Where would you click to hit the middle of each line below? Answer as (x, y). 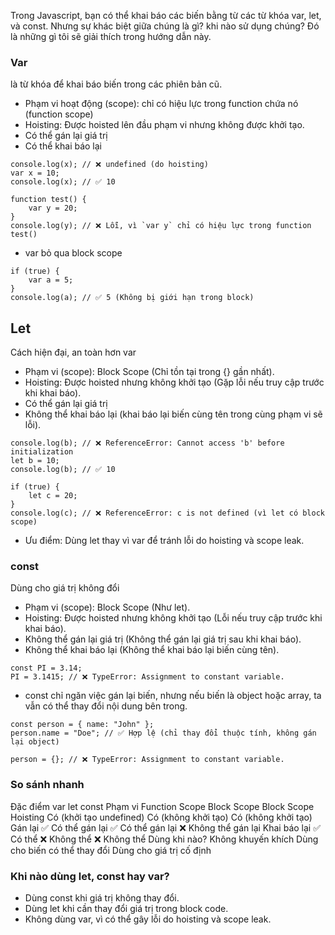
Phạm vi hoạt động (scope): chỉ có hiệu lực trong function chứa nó (161, 104)
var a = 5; (51, 280)
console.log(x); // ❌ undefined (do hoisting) (109, 165)
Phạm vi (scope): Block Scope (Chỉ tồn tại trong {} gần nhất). (149, 372)
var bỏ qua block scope (73, 253)
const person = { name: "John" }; (82, 725)
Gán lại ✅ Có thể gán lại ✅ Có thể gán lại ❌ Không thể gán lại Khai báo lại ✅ (166, 827)
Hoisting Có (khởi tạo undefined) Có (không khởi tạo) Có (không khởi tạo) (161, 817)
